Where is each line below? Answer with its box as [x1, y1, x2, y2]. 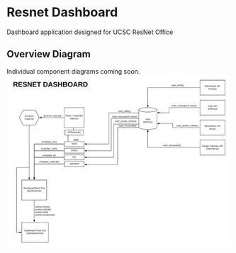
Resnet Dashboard [6, 4, 118, 21]
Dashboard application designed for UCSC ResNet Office [6, 28, 174, 36]
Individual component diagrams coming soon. [6, 67, 140, 75]
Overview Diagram [6, 48, 91, 60]
